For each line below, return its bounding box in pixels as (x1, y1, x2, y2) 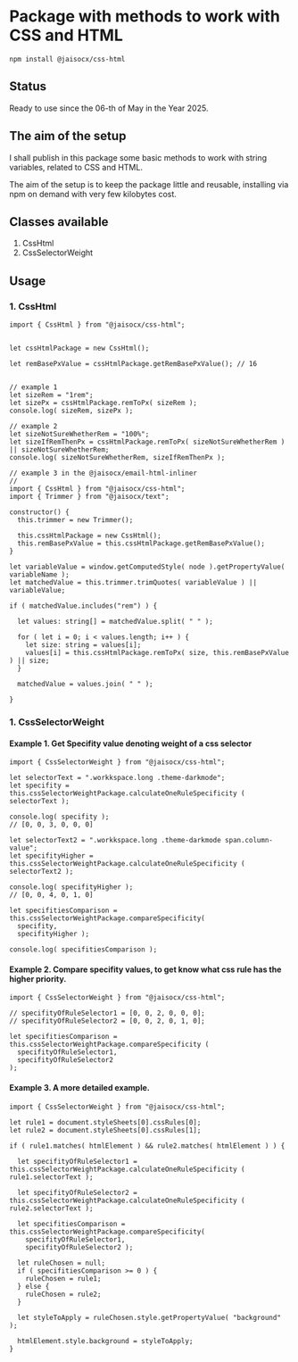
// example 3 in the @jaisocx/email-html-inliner (9, 469, 198, 478)
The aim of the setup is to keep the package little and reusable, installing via (9, 179, 289, 189)
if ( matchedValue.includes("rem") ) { (9, 602, 158, 610)
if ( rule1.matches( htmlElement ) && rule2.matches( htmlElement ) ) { (9, 1141, 286, 1150)
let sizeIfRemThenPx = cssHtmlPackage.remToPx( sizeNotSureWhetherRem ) (9, 437, 286, 447)
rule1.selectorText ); (9, 1172, 94, 1182)
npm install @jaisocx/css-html (9, 54, 126, 63)
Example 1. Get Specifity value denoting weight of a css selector (9, 738, 252, 749)
